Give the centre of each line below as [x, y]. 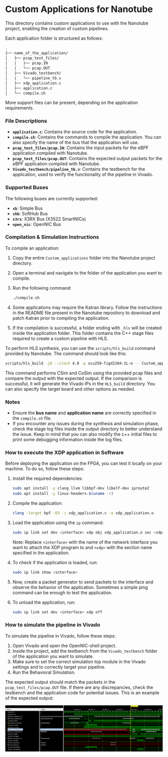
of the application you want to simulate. [53, 656]
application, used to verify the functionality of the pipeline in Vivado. [83, 175]
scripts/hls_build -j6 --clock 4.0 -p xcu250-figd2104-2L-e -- [72, 363]
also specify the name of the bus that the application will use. [75, 143]
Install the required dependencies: [48, 478]
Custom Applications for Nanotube [79, 9]
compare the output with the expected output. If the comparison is [74, 378]
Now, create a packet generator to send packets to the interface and [83, 582]
